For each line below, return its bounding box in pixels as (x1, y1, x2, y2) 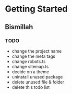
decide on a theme (12, 69, 49, 75)
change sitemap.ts (12, 63, 49, 69)
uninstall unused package (12, 74, 63, 79)
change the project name (12, 48, 62, 54)
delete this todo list (12, 84, 50, 90)
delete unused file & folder (12, 79, 65, 85)
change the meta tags (12, 53, 56, 59)
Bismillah (5, 23, 33, 31)
